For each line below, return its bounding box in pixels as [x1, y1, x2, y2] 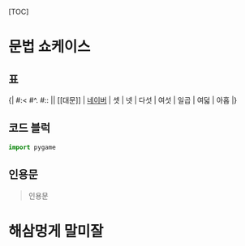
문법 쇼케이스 [8, 38, 91, 56]
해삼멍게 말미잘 [8, 222, 104, 240]
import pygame [8, 143, 57, 151]
